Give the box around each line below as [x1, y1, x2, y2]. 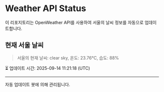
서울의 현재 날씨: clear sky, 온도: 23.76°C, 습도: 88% [17, 55, 120, 61]
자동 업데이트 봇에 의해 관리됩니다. [5, 81, 70, 87]
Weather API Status [5, 3, 86, 14]
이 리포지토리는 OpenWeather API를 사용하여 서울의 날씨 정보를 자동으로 [5, 19, 144, 25]
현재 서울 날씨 [5, 41, 44, 49]
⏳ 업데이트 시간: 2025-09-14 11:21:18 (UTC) [5, 65, 90, 71]
